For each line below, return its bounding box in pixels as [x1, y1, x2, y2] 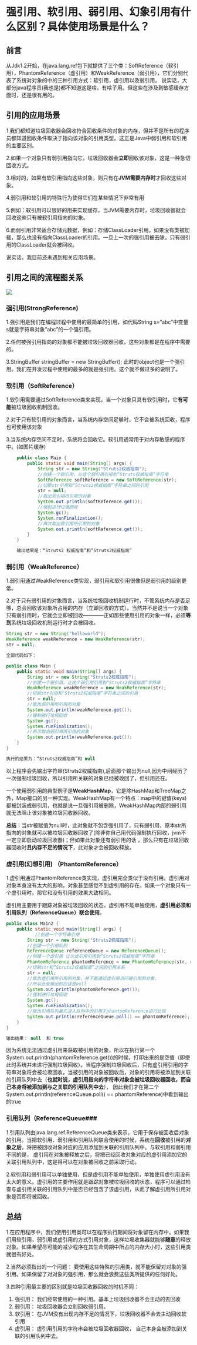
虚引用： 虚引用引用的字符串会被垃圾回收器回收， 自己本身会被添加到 [14, 1325, 182, 1332]
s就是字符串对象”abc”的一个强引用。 [6, 326, 94, 333]
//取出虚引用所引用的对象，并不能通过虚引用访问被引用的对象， [27, 975, 159, 981]
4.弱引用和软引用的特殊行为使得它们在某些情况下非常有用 [6, 194, 145, 201]
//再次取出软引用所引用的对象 [37, 520, 100, 527]
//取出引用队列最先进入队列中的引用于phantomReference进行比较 [27, 1008, 166, 1014]
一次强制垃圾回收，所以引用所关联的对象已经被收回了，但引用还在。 [6, 775, 171, 782]
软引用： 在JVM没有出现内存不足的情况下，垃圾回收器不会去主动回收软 [14, 1310, 187, 1317]
